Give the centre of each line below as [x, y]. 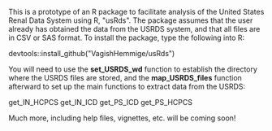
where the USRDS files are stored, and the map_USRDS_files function [125, 78]
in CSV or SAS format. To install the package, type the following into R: [127, 37]
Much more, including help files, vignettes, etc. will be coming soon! [122, 118]
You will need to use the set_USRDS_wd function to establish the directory [133, 69]
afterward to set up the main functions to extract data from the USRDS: [127, 86]
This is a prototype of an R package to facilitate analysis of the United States [136, 12]
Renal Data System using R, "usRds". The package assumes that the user [131, 20]
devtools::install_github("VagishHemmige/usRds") [92, 53]
